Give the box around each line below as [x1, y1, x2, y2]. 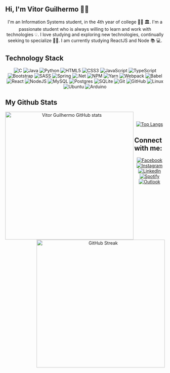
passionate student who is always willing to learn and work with [18, 26, 152, 32]
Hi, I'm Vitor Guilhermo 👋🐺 [5, 5, 90, 14]
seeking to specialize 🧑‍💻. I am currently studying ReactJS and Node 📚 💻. [7, 37, 163, 43]
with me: [134, 144, 163, 152]
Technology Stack [5, 54, 64, 63]
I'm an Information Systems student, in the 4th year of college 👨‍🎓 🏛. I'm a [7, 19, 163, 25]
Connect [134, 136, 162, 145]
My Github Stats [5, 98, 57, 107]
